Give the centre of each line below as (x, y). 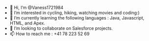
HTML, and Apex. (27, 23)
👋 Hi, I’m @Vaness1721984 (37, 8)
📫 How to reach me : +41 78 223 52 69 (50, 34)
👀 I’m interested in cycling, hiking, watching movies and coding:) (74, 13)
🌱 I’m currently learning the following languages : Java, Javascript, (77, 18)
